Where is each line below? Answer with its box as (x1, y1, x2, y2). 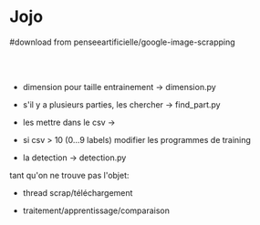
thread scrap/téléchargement (22, 187, 133, 198)
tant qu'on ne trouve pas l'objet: (9, 169, 130, 180)
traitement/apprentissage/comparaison (22, 205, 171, 216)
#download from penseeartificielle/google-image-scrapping (9, 36, 235, 47)
